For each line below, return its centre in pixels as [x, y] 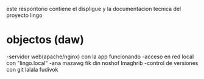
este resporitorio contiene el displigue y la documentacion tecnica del [94, 9]
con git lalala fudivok [32, 69]
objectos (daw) [45, 40]
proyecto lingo [24, 15]
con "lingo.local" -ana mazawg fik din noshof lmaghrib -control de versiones [102, 63]
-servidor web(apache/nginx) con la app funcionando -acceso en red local [100, 57]
